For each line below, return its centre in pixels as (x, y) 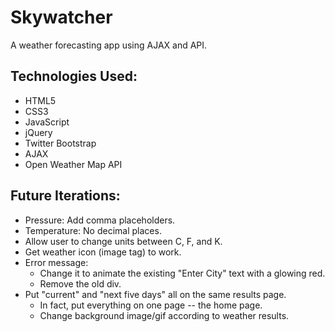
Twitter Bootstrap (60, 143)
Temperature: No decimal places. (93, 230)
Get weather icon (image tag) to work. (103, 252)
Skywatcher (61, 17)
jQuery (38, 132)
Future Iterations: (65, 196)
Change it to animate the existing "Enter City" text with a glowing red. (182, 273)
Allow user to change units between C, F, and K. (123, 241)
